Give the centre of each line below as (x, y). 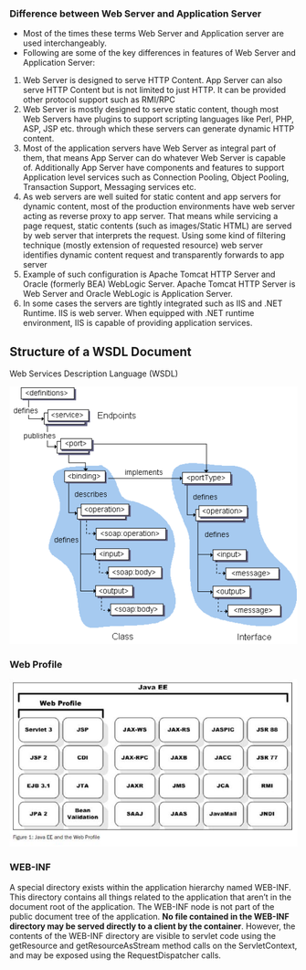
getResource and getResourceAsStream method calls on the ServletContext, (153, 945)
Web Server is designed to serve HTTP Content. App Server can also (153, 80)
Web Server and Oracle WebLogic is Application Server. (127, 294)
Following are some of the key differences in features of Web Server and (159, 53)
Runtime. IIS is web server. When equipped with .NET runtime (138, 313)
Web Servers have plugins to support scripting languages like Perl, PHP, (158, 119)
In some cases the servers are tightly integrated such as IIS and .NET (153, 303)
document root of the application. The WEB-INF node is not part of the (142, 906)
